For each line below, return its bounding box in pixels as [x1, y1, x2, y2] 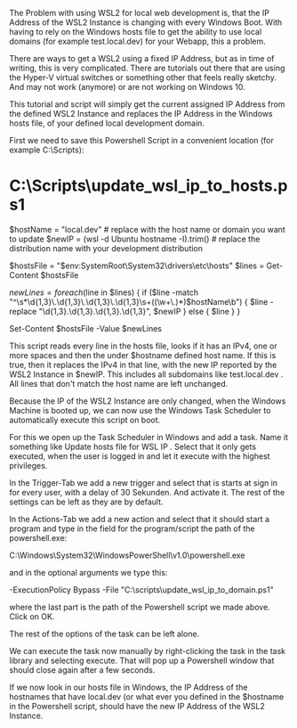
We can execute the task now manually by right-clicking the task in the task [9, 645, 286, 656]
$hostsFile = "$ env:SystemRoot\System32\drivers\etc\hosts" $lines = [9, 260, 265, 271]
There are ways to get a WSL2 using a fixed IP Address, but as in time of [9, 53, 275, 63]
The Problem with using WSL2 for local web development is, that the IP [9, 8, 269, 18]
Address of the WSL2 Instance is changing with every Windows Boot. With [9, 17, 283, 28]
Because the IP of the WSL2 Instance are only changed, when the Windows [9, 396, 286, 406]
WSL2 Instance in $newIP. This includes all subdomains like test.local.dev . [9, 369, 284, 380]
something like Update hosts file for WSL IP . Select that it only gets [9, 441, 256, 452]
